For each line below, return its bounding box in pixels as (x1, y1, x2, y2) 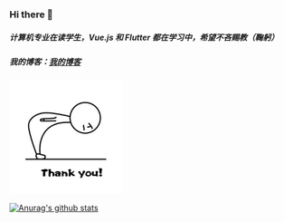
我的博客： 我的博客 (9, 56, 81, 67)
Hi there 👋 (9, 8, 54, 21)
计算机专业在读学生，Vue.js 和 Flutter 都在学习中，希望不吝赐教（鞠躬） (9, 32, 279, 43)
